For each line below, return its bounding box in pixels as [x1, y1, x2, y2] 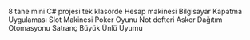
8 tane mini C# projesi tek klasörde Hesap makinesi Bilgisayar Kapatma [8, 7, 242, 16]
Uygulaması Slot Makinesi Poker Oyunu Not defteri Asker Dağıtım [8, 15, 223, 24]
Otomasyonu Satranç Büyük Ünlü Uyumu [8, 24, 143, 32]
